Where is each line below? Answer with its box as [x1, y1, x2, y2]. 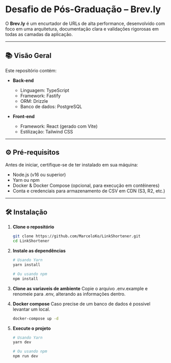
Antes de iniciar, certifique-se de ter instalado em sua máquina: [5, 161, 138, 167]
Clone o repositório [12, 224, 54, 230]
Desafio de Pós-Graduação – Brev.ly [5, 4, 161, 15]
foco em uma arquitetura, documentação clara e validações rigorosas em [5, 25, 159, 32]
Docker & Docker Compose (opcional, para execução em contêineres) [12, 182, 160, 188]
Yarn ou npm [12, 177, 40, 183]
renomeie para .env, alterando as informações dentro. [12, 291, 126, 297]
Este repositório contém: [5, 67, 57, 73]
